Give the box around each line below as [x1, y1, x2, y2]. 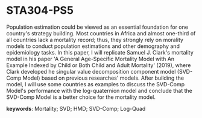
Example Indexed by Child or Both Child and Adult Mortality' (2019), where [6, 61, 191, 69]
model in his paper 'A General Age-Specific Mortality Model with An [6, 55, 175, 62]
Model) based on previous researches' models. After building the [22, 74, 185, 81]
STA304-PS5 [6, 4, 74, 17]
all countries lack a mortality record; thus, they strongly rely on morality [6, 36, 184, 43]
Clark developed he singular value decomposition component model [6, 68, 176, 75]
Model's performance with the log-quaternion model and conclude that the [6, 87, 193, 94]
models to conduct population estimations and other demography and [6, 43, 180, 50]
